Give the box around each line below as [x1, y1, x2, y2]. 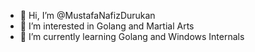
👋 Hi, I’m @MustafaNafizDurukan [19, 10, 156, 21]
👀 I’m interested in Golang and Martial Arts [19, 20, 195, 32]
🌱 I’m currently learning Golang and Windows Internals [19, 31, 245, 42]
